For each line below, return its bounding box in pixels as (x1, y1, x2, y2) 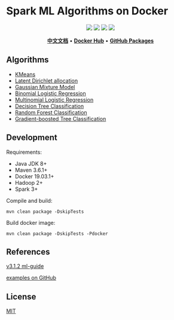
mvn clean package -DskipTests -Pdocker (6, 230, 109, 237)
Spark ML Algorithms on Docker (6, 4, 169, 18)
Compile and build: (6, 197, 53, 204)
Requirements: (6, 148, 42, 156)
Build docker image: (6, 219, 56, 226)
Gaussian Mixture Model (14, 83, 75, 90)
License (6, 291, 36, 301)
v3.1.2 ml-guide (6, 263, 44, 270)
